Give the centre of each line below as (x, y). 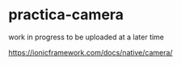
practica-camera (66, 15)
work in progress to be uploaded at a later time (86, 37)
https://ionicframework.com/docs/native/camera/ (90, 52)
